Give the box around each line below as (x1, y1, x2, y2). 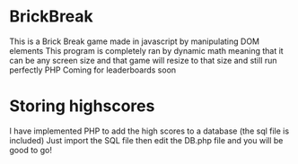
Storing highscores (9, 96, 155, 117)
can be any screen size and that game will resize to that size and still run (9, 55, 277, 65)
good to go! (9, 144, 52, 155)
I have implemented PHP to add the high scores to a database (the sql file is (9, 125, 290, 136)
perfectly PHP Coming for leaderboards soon (9, 65, 177, 75)
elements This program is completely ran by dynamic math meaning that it (9, 45, 285, 56)
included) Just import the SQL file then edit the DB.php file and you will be (9, 134, 284, 145)
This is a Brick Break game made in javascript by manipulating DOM (9, 36, 260, 47)
